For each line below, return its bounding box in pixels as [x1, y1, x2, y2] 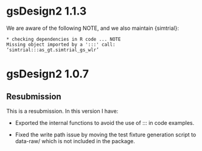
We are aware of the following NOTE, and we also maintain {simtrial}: [6, 24, 179, 32]
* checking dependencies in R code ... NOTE [6, 36, 121, 42]
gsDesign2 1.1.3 [6, 4, 87, 18]
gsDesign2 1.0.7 [6, 67, 89, 81]
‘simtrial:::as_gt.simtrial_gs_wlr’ [6, 47, 99, 53]
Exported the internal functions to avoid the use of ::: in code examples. [15, 119, 195, 126]
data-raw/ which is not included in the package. [15, 137, 136, 144]
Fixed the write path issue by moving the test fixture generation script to [15, 131, 197, 138]
